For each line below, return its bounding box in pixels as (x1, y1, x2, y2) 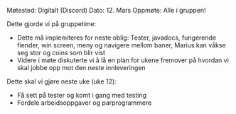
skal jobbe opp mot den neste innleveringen (16, 64, 146, 72)
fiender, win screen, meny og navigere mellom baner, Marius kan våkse (16, 41, 226, 49)
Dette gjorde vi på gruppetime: (6, 20, 97, 28)
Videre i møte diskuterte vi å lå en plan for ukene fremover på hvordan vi (16, 56, 229, 64)
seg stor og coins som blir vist (16, 49, 106, 57)
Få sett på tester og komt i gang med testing (16, 91, 147, 99)
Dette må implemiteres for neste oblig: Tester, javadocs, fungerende (16, 33, 217, 42)
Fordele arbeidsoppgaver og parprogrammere (16, 98, 152, 107)
